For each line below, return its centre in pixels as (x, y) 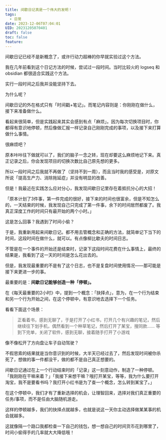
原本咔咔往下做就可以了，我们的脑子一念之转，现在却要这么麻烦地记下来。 (81, 155)
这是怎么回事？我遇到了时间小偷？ (40, 221)
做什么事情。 (18, 133)
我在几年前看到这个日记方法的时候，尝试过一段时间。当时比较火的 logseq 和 (83, 67)
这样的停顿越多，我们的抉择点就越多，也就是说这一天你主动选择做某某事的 (81, 409)
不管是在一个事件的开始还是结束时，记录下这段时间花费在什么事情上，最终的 (83, 249)
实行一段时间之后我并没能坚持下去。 (42, 84)
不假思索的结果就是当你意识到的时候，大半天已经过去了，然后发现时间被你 (81, 353)
